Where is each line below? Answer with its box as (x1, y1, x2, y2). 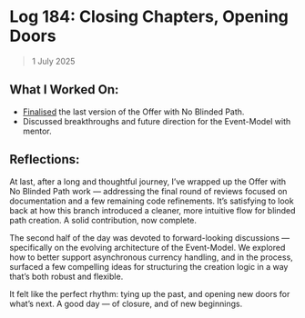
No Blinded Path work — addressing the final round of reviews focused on (9, 185, 288, 196)
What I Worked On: (9, 82, 119, 97)
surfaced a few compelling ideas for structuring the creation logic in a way (9, 261, 289, 272)
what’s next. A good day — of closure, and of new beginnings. (9, 298, 243, 309)
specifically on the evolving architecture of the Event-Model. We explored (9, 242, 286, 253)
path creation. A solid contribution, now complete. (9, 214, 198, 225)
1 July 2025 (31, 55, 76, 66)
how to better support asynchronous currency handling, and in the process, (9, 252, 293, 263)
